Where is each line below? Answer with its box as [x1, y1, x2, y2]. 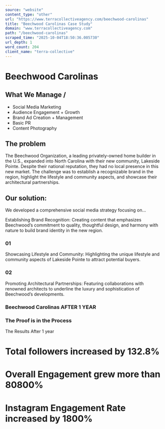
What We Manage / [5, 90, 66, 99]
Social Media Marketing [12, 103, 61, 110]
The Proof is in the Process [5, 317, 72, 324]
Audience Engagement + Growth [12, 109, 80, 115]
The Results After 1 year [5, 328, 54, 334]
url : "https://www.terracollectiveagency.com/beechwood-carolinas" [5, 16, 149, 21]
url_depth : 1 [5, 40, 32, 45]
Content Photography [12, 125, 57, 131]
